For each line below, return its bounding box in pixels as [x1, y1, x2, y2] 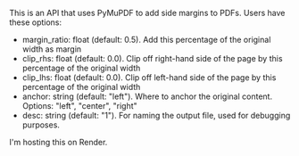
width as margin [21, 44, 82, 54]
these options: [9, 17, 62, 28]
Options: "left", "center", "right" [21, 101, 138, 111]
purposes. [21, 119, 61, 130]
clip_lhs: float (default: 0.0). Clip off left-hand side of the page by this [21, 72, 277, 83]
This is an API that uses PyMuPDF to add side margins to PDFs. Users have [9, 8, 286, 18]
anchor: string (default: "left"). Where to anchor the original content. [21, 91, 273, 102]
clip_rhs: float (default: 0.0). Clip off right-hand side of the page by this [21, 53, 283, 63]
